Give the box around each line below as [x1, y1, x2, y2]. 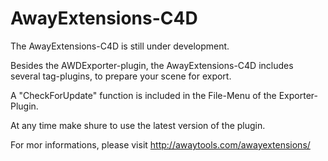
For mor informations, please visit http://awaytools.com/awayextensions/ [10, 138, 311, 151]
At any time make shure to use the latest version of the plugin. [10, 119, 266, 131]
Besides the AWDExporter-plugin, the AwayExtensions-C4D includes [10, 59, 294, 71]
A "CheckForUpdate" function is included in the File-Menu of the [10, 89, 277, 101]
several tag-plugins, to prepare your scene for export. [10, 70, 232, 82]
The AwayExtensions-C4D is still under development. [10, 40, 230, 52]
